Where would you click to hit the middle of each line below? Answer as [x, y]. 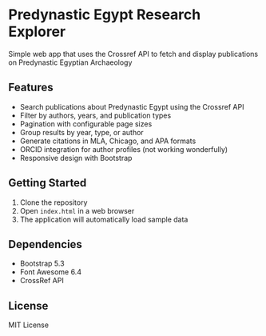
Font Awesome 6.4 [51, 272]
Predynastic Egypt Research [105, 15]
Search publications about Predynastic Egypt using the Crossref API [132, 106]
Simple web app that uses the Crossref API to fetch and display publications [133, 54]
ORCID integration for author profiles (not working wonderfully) [124, 149]
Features [31, 88]
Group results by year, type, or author [81, 132]
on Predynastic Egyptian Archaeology [70, 62]
